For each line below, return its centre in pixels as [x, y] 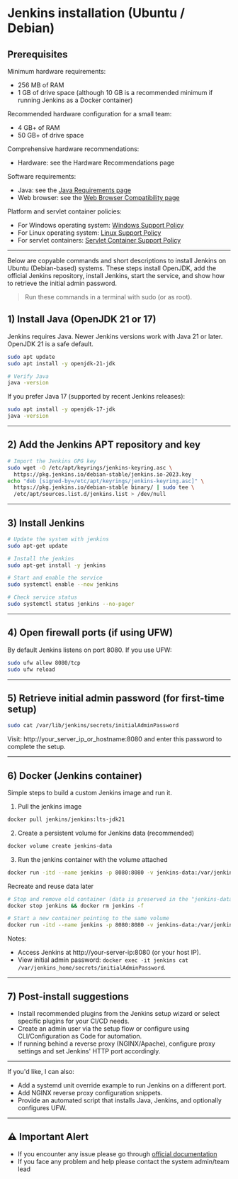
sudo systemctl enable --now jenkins [63, 585]
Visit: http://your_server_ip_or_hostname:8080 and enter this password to [115, 739]
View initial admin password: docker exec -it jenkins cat [103, 960]
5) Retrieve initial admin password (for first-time [116, 698]
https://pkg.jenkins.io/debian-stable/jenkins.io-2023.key [103, 474]
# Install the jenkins [41, 558]
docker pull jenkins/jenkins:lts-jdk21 [66, 819]
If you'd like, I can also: [41, 1071]
